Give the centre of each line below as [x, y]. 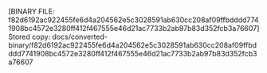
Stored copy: [29, 36]
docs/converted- [80, 36]
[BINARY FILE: [31, 12]
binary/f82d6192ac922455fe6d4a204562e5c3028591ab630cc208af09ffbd [133, 45]
